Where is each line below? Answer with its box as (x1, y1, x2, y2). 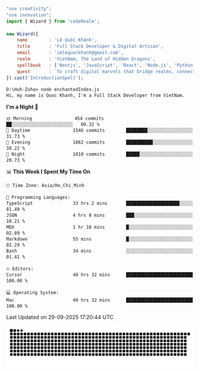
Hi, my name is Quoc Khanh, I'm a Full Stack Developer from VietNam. (6, 92, 185, 99)
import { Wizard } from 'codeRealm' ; (6, 18, 100, 24)
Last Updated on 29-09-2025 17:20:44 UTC (6, 314, 114, 321)
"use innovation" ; (6, 12, 52, 18)
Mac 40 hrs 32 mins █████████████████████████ (6, 297, 193, 303)
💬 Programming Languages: (6, 195, 70, 201)
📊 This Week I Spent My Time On (6, 168, 90, 175)
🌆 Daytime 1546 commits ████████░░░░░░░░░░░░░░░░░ (6, 127, 193, 133)
